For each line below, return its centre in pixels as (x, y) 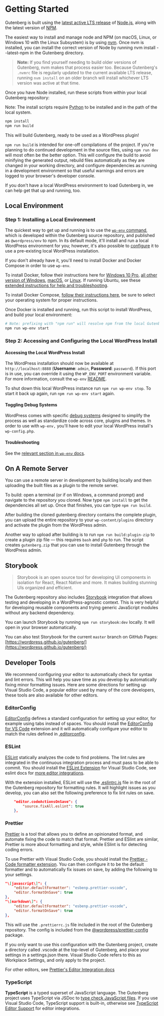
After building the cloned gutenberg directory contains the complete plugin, (81, 515)
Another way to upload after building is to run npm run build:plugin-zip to (80, 535)
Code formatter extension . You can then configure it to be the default (74, 864)
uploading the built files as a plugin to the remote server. (62, 486)
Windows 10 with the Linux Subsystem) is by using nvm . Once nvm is (74, 42)
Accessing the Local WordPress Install (45, 352)
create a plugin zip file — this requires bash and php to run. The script (74, 540)
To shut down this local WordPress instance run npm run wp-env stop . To (78, 388)
